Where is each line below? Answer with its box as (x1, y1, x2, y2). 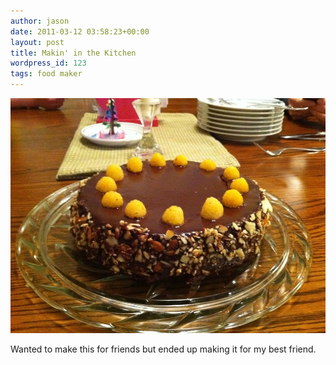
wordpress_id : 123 (10, 58, 87, 69)
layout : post (10, 37, 65, 47)
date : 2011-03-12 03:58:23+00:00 (10, 26, 150, 37)
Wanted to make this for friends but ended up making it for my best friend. (10, 343, 317, 355)
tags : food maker (10, 69, 83, 79)
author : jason (10, 16, 70, 26)
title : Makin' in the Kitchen (10, 48, 137, 58)
